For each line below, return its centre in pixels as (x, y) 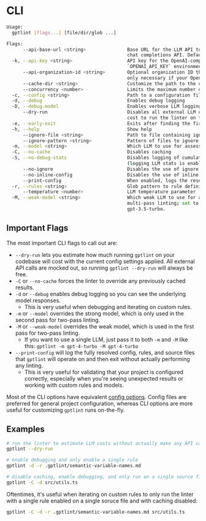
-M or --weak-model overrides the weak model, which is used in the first (105, 326)
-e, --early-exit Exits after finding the (101, 123)
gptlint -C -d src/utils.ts (42, 482)
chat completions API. (156, 55)
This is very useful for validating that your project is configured (104, 372)
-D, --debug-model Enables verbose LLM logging (107, 107)
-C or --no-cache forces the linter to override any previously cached (100, 281)
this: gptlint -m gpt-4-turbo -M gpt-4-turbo (82, 346)
